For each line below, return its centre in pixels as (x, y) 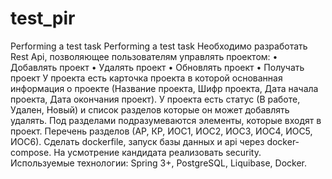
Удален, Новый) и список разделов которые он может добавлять (150, 109)
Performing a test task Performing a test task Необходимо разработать (159, 46)
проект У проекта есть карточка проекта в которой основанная (146, 78)
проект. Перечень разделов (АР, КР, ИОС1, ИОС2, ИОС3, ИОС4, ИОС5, (161, 131)
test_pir (43, 18)
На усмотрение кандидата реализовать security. (157, 152)
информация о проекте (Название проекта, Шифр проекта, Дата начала (164, 88)
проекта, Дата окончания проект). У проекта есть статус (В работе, (155, 99)
